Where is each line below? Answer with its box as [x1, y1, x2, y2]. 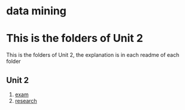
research [14, 97, 37, 104]
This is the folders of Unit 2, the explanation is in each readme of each [6, 51, 180, 59]
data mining [6, 4, 67, 18]
